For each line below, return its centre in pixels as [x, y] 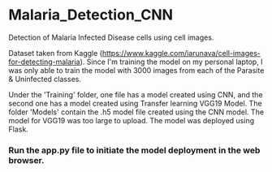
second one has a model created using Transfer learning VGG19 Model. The [135, 103]
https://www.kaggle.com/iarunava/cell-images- [181, 53]
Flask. [18, 129]
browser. [26, 160]
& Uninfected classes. [45, 79]
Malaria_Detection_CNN [91, 15]
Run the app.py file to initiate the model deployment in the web [134, 150]
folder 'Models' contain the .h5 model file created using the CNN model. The [136, 112]
